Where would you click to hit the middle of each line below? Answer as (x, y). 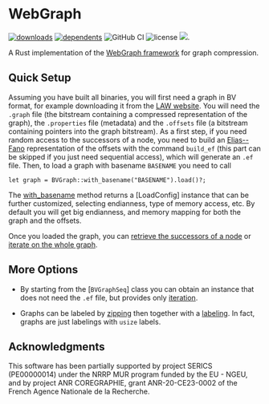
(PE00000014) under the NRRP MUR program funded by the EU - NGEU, (128, 374)
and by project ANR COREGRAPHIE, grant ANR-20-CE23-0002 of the (123, 383)
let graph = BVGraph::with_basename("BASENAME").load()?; (107, 180)
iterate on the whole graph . (53, 244)
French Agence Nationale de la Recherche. (79, 392)
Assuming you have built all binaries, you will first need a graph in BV (122, 97)
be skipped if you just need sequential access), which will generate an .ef (131, 156)
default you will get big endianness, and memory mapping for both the (124, 212)
